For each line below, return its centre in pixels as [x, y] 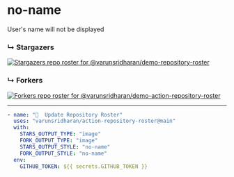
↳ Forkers [25, 81]
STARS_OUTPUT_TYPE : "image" [60, 134]
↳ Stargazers [31, 47]
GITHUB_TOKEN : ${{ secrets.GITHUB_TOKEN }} [84, 166]
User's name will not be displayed [56, 29]
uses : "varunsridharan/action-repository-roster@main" [95, 121]
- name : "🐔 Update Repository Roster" [65, 115]
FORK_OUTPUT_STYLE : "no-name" [64, 153]
